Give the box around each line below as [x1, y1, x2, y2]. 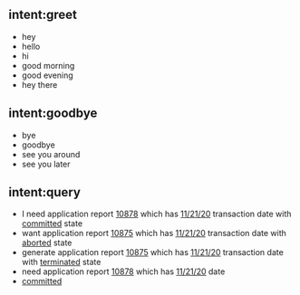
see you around [21, 148, 81, 159]
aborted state [21, 237, 73, 248]
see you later [21, 158, 71, 169]
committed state [21, 218, 83, 229]
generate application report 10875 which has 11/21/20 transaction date [21, 247, 285, 258]
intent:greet [8, 7, 78, 23]
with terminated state [21, 257, 102, 268]
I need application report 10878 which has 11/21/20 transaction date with [21, 208, 292, 220]
